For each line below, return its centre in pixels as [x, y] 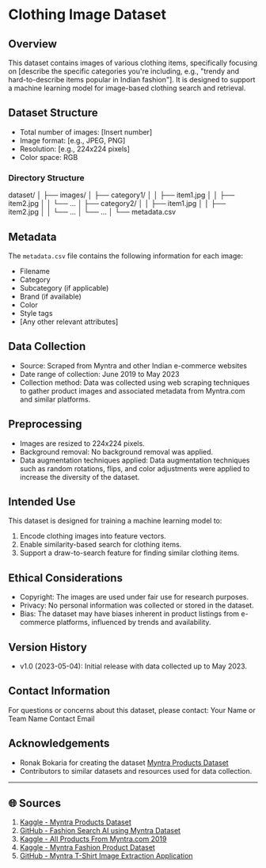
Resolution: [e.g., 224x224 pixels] [75, 149]
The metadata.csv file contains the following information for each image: [126, 256]
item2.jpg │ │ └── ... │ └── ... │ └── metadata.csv [92, 212]
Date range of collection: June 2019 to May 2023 [99, 374]
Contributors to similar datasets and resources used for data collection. [136, 771]
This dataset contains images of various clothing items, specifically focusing [133, 63]
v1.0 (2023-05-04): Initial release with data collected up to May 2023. [133, 666]
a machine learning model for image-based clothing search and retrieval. [127, 88]
